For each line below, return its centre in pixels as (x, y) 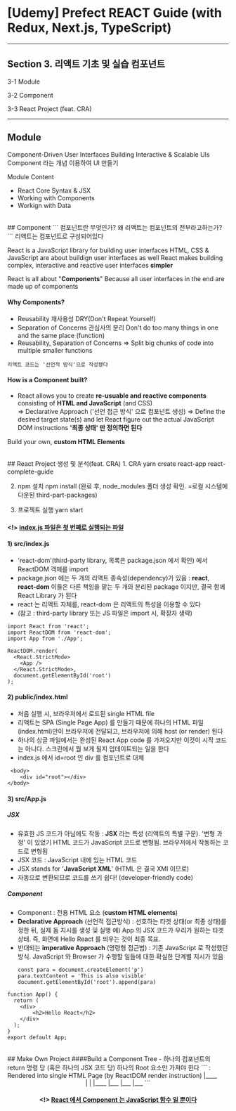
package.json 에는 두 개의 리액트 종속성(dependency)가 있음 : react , (113, 578)
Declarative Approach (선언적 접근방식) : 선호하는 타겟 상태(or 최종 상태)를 (122, 921)
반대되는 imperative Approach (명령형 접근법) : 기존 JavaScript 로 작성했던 (123, 947)
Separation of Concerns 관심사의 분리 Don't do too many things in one (118, 327)
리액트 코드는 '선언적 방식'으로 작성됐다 (58, 364)
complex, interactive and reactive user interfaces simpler (90, 265)
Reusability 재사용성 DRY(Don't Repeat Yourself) (86, 318)
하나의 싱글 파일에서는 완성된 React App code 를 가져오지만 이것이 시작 (116, 740)
